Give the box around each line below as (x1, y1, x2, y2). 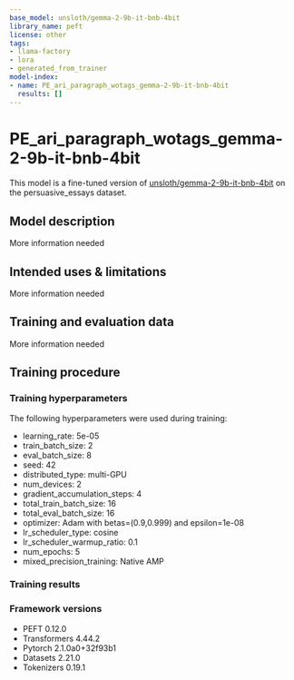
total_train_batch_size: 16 (22, 498, 116, 508)
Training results (9, 578, 81, 591)
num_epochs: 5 (22, 546, 81, 557)
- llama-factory (9, 47, 71, 56)
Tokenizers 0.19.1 (22, 662, 86, 673)
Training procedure (9, 365, 121, 380)
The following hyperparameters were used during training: (9, 412, 228, 423)
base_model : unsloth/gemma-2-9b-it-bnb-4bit (9, 13, 181, 23)
